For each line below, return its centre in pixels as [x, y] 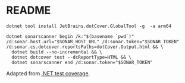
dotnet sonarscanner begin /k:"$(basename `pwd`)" [70, 36]
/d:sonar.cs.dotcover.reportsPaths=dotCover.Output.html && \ [85, 47]
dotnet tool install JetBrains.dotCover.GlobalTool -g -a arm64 [89, 26]
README [29, 10]
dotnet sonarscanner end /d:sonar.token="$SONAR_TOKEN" [82, 62]
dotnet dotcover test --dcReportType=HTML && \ [72, 57]
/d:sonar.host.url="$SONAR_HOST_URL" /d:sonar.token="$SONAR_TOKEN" [93, 41]
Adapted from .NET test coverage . [48, 73]
